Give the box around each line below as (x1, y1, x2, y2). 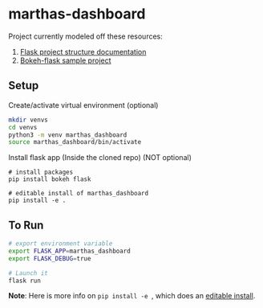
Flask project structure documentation (19, 47, 147, 56)
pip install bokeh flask (8, 175, 91, 183)
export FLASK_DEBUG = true (8, 254, 91, 262)
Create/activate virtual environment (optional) (8, 100, 159, 109)
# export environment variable (8, 240, 113, 248)
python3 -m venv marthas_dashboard (8, 130, 127, 139)
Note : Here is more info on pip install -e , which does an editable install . (8, 291, 256, 301)
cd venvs (8, 123, 38, 131)
